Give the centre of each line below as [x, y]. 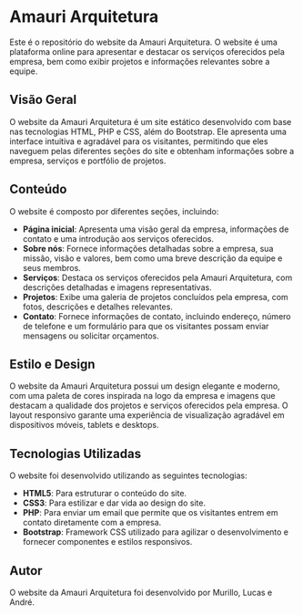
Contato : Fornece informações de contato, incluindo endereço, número [157, 316]
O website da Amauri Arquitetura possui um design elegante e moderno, [145, 386]
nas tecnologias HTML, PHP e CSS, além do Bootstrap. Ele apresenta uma [148, 131]
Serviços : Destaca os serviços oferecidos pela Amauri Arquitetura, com [157, 277]
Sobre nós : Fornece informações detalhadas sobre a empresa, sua [148, 248]
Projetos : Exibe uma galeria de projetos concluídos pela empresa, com [155, 297]
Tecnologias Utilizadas [76, 453]
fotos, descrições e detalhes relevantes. [97, 307]
